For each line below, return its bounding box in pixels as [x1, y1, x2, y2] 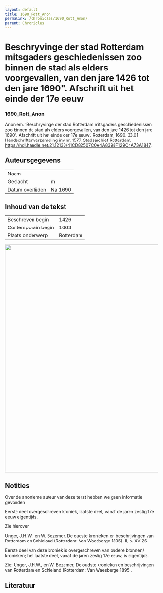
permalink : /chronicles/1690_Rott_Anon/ [5, 16, 88, 21]
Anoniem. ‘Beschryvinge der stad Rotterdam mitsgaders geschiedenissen [5, 122, 152, 127]
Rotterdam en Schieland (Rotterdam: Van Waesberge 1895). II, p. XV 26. [5, 538, 148, 544]
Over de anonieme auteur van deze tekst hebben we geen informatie [5, 494, 143, 500]
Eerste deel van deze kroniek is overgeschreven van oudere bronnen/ [5, 547, 144, 553]
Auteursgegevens [5, 157, 61, 165]
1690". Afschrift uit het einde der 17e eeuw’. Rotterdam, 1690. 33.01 [5, 132, 139, 138]
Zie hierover [5, 523, 29, 529]
